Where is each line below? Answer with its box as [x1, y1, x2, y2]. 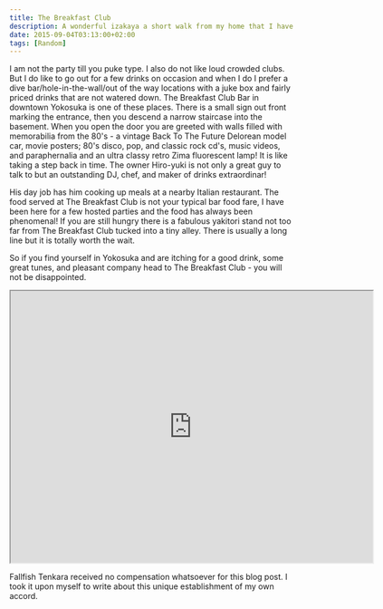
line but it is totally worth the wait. [9, 235, 136, 246]
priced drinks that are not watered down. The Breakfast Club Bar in [9, 92, 260, 103]
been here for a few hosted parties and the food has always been [9, 206, 254, 217]
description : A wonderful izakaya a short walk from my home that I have [9, 22, 294, 31]
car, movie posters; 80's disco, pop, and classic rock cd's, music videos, [9, 140, 281, 151]
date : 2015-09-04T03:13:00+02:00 [9, 30, 136, 39]
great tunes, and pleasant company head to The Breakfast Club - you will [9, 262, 282, 273]
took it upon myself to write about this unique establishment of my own [9, 581, 274, 592]
